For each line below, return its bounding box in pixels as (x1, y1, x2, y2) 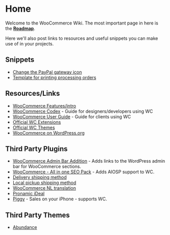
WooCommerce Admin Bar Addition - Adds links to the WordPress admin (12, 158, 165, 164)
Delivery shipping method (12, 174, 67, 180)
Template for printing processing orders (12, 74, 97, 81)
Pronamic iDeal (12, 191, 45, 197)
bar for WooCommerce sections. (12, 164, 81, 170)
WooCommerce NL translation (12, 185, 76, 191)
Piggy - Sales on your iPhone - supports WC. (12, 196, 107, 202)
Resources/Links (5, 89, 60, 98)
